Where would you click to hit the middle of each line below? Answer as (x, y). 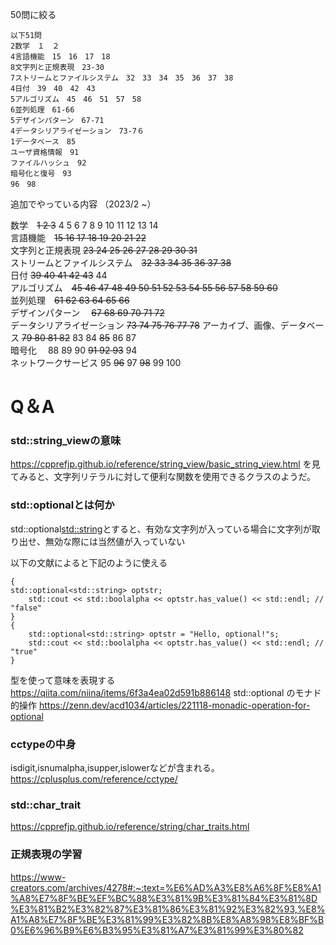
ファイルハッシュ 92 (48, 163)
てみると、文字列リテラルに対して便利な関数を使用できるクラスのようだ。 (163, 477)
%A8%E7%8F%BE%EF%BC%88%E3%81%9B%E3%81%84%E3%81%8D (164, 898)
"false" (26, 608)
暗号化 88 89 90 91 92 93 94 (74, 350)
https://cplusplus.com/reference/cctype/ (94, 779)
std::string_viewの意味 (66, 441)
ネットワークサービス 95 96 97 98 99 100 (96, 362)
